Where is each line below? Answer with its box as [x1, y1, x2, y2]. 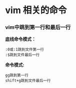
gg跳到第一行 [5, 73, 28, 78]
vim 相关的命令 [5, 5, 67, 16]
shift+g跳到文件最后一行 [5, 78, 51, 83]
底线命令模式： [5, 36, 36, 42]
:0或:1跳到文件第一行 [5, 47, 44, 52]
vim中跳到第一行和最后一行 [5, 24, 71, 31]
